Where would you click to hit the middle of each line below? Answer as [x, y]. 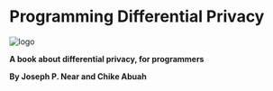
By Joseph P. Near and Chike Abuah [78, 76]
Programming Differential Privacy [137, 17]
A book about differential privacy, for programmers [107, 59]
